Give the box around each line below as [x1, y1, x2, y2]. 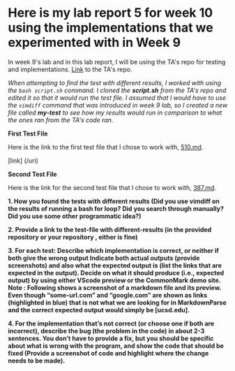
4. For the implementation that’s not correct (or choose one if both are [8, 319, 215, 328]
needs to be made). [8, 356, 66, 365]
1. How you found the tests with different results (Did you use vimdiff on [8, 197, 220, 205]
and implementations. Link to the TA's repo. [8, 65, 132, 73]
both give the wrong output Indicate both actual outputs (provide [8, 254, 200, 262]
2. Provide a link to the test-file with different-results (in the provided [8, 225, 212, 233]
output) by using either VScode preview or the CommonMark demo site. [8, 276, 221, 284]
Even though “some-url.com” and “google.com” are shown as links [8, 291, 208, 299]
